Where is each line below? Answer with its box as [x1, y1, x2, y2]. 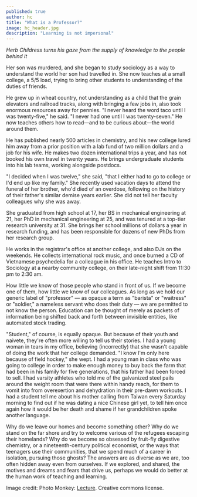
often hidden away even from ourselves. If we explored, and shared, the [6, 461, 180, 468]
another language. [6, 412, 50, 419]
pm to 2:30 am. [6, 271, 43, 278]
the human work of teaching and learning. [6, 473, 107, 480]
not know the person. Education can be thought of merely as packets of [6, 307, 180, 314]
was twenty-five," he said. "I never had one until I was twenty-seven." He [6, 113, 183, 120]
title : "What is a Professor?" [6, 19, 83, 25]
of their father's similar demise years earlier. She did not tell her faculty [6, 192, 178, 199]
